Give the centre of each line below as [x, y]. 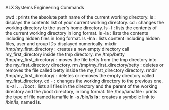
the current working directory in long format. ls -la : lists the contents [77, 33]
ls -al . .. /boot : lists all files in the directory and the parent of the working [81, 86]
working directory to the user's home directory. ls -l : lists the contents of [81, 28]
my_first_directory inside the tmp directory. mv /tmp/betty [65, 54]
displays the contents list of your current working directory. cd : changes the [85, 22]
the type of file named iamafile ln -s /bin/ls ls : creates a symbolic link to [80, 97]
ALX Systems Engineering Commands [45, 7]
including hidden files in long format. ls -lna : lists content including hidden [83, 38]
